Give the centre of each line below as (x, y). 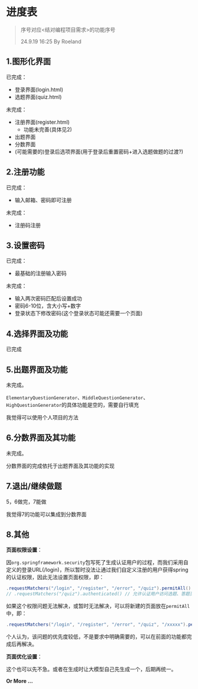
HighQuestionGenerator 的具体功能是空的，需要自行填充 (73, 405)
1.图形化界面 (29, 62)
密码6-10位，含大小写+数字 (48, 306)
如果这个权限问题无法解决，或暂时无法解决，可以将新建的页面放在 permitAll (98, 606)
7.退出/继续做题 (34, 486)
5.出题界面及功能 (37, 369)
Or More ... (20, 681)
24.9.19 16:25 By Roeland (51, 41)
